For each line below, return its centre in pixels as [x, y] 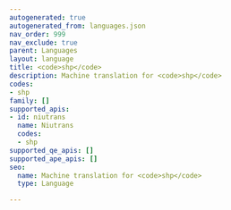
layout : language [42, 59]
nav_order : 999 [38, 34]
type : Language [46, 184]
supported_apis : [39, 109]
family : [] [30, 101]
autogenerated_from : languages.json [77, 26]
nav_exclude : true [43, 42]
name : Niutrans [46, 126]
